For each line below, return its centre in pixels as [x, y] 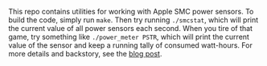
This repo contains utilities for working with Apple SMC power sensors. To [131, 12]
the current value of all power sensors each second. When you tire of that [131, 28]
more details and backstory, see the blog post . [85, 54]
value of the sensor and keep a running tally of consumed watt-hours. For [131, 45]
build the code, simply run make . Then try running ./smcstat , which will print [133, 20]
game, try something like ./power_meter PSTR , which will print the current [129, 37]
